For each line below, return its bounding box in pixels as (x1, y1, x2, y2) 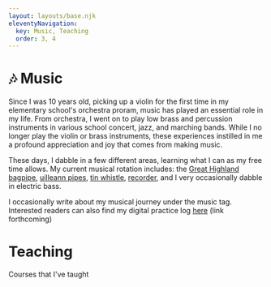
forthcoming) (8, 214, 53, 224)
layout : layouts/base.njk (8, 11, 96, 20)
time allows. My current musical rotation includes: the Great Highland (8, 164, 239, 174)
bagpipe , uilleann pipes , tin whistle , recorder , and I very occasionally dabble (8, 173, 263, 182)
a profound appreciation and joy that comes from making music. (8, 139, 223, 150)
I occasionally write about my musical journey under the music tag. (8, 197, 233, 207)
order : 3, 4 (15, 34, 57, 43)
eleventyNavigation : (8, 19, 79, 28)
